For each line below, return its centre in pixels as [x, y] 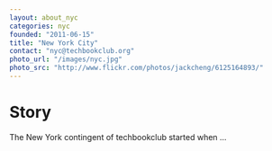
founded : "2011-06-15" [52, 34]
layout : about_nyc [44, 18]
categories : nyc [40, 26]
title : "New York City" [54, 43]
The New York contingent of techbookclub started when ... [118, 137]
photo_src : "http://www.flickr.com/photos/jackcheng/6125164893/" [136, 68]
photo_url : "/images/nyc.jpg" [66, 59]
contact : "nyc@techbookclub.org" [72, 51]
